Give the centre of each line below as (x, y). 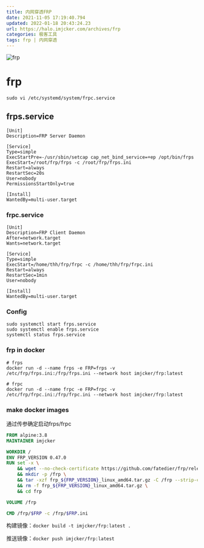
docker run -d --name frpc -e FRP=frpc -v (61, 389)
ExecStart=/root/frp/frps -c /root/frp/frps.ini (69, 162)
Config (17, 311)
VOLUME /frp (21, 502)
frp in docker (26, 350)
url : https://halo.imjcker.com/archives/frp (63, 29)
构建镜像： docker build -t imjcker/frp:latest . (69, 526)
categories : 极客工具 (32, 35)
